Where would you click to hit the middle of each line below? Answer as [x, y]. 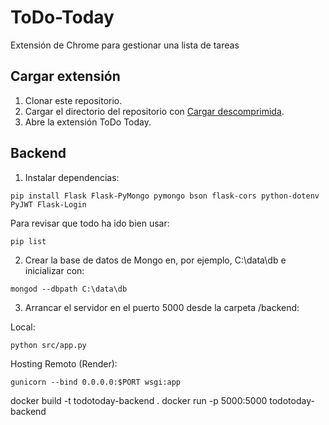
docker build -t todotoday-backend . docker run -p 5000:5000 [139, 400]
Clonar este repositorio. [73, 100]
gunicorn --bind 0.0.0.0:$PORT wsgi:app [96, 382]
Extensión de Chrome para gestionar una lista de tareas [125, 45]
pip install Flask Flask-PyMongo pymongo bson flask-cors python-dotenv [165, 196]
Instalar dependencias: [72, 177]
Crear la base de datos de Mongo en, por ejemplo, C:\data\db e [155, 260]
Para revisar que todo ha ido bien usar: [90, 223]
